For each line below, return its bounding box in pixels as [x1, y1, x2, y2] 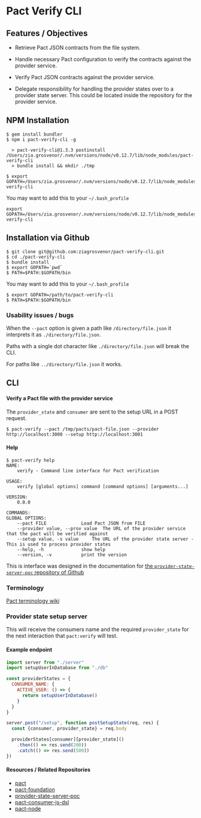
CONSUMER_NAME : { [11, 681, 55, 688]
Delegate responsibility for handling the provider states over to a [14, 85, 173, 92]
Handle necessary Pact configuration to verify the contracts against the [14, 56, 191, 62]
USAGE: [6, 478, 23, 484]
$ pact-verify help [6, 457, 55, 463]
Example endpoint [6, 646, 53, 653]
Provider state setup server [6, 612, 88, 621]
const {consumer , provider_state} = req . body [11, 726, 127, 732]
